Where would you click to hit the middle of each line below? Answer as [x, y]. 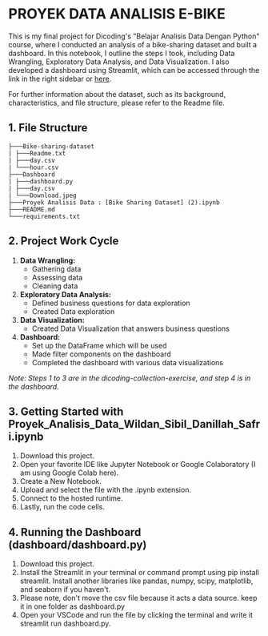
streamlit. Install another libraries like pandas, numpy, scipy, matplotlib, [136, 581]
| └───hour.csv [34, 167]
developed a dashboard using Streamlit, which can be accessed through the [134, 70]
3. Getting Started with [66, 411]
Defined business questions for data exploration [111, 303]
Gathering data [56, 268]
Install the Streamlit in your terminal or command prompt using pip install [140, 573]
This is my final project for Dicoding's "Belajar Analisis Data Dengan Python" [134, 36]
